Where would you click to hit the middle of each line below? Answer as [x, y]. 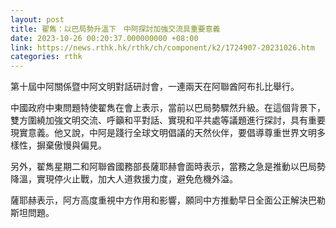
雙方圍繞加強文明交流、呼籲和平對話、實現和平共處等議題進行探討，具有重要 [168, 120]
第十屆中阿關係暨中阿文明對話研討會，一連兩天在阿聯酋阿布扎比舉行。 [155, 87]
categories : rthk [46, 57]
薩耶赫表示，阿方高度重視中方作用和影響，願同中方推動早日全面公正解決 [159, 200]
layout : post [37, 19]
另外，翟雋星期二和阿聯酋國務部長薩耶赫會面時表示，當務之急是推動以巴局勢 [168, 167]
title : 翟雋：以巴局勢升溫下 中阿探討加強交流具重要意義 [115, 29]
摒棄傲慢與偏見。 [71, 145]
